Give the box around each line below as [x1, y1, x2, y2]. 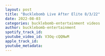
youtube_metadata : [5, 43, 43, 48]
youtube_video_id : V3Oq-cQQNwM [5, 35, 70, 39]
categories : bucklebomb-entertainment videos [5, 20, 100, 26]
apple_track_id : [5, 39, 38, 44]
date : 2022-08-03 [5, 16, 41, 21]
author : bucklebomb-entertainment [5, 25, 76, 30]
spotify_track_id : [5, 30, 43, 35]
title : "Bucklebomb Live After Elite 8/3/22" [5, 12, 100, 17]
